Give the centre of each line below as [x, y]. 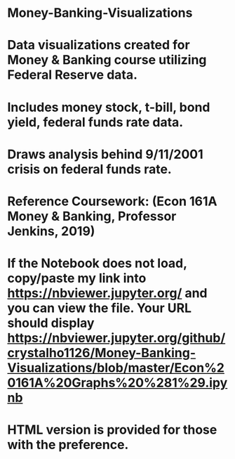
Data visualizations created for [99, 45]
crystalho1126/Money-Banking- [102, 353]
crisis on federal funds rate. [89, 169]
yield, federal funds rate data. [95, 122]
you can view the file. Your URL [99, 308]
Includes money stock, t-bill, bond [109, 107]
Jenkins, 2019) [51, 231]
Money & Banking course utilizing [107, 60]
